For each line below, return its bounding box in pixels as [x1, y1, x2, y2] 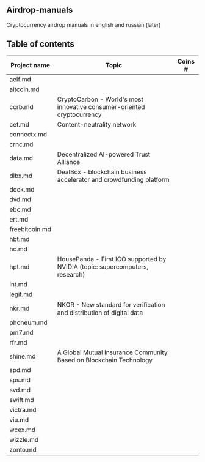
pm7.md [9, 328, 34, 337]
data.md [9, 154, 34, 162]
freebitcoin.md [9, 225, 52, 233]
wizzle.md [9, 435, 38, 444]
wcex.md [9, 425, 35, 434]
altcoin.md [9, 85, 40, 94]
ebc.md [9, 205, 32, 214]
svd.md [9, 386, 31, 394]
